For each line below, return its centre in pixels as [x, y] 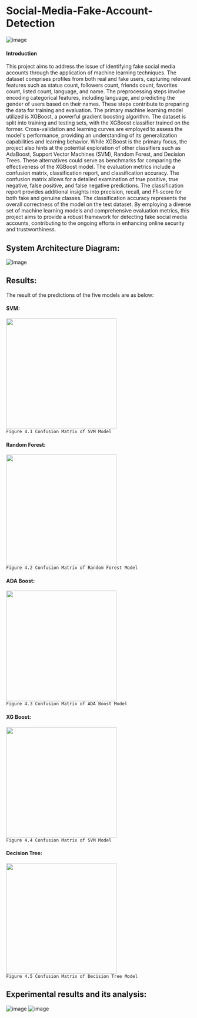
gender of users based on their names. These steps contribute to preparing [98, 104]
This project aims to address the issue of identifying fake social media [91, 67]
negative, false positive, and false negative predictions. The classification [95, 186]
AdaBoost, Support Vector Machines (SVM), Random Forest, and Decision [96, 154]
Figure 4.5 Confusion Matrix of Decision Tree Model [72, 976]
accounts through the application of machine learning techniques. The [91, 73]
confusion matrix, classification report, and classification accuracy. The [93, 173]
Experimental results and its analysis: [76, 995]
